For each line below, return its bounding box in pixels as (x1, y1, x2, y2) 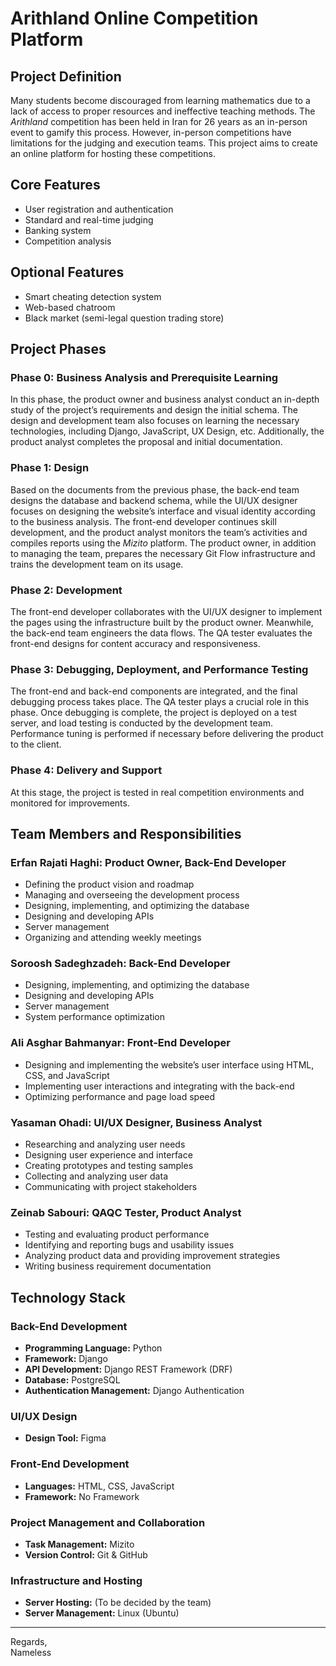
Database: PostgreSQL (24, 1374, 121, 1386)
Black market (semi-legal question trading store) (24, 312, 225, 324)
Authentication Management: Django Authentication (24, 1385, 245, 1397)
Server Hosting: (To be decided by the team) (24, 1597, 212, 1609)
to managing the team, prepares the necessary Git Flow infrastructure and (10, 547, 316, 559)
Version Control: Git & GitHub (24, 1548, 148, 1561)
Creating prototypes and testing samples (24, 1160, 194, 1172)
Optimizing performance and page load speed (24, 1090, 216, 1102)
